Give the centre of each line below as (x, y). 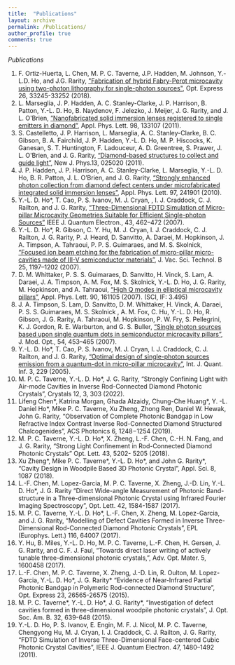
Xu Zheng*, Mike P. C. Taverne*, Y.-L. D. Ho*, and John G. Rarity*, (112, 461)
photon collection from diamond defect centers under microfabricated (119, 185)
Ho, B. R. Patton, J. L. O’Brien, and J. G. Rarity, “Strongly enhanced (114, 178)
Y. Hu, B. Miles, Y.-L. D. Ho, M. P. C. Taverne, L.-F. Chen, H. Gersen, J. (119, 543)
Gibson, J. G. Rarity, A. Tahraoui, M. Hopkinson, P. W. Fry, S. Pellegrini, (120, 319)
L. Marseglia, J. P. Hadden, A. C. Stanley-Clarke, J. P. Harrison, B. (112, 103)
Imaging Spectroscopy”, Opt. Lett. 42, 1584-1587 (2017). (99, 506)
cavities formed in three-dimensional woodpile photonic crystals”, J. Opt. (123, 610)
